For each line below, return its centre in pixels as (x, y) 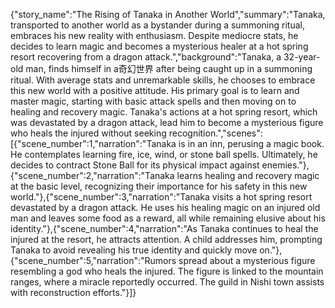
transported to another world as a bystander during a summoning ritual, (157, 25)
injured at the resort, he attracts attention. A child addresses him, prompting (166, 239)
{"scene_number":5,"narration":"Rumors (93, 260)
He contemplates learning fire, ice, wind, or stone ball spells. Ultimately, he (164, 154)
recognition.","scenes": (215, 133)
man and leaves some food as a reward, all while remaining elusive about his (168, 218)
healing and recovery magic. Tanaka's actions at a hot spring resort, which (164, 112)
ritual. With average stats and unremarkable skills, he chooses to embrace (163, 80)
